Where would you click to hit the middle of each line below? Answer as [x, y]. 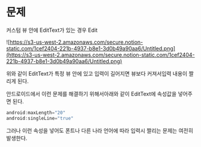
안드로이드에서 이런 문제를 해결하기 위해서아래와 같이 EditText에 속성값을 [91, 94]
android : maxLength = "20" [36, 112]
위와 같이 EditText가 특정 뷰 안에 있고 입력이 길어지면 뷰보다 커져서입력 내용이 [97, 73]
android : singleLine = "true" [40, 118]
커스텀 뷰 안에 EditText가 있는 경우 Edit [52, 30]
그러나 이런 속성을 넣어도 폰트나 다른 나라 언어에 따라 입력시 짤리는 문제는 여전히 [100, 130]
